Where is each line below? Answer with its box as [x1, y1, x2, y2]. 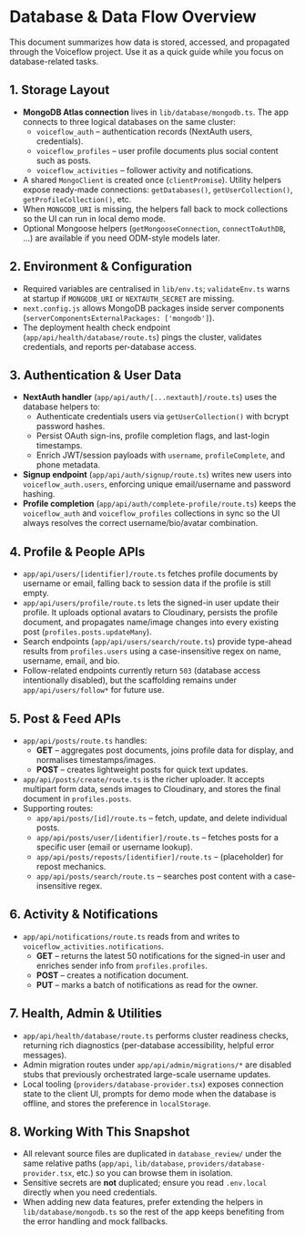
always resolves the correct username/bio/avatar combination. [22, 518, 259, 529]
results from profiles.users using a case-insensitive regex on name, [22, 645, 282, 657]
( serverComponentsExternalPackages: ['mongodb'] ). [22, 312, 216, 323]
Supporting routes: [22, 803, 94, 813]
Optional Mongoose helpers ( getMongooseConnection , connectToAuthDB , [22, 222, 287, 233]
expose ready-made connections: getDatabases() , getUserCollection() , [22, 184, 293, 195]
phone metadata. [36, 459, 101, 470]
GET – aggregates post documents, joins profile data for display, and [36, 745, 294, 756]
